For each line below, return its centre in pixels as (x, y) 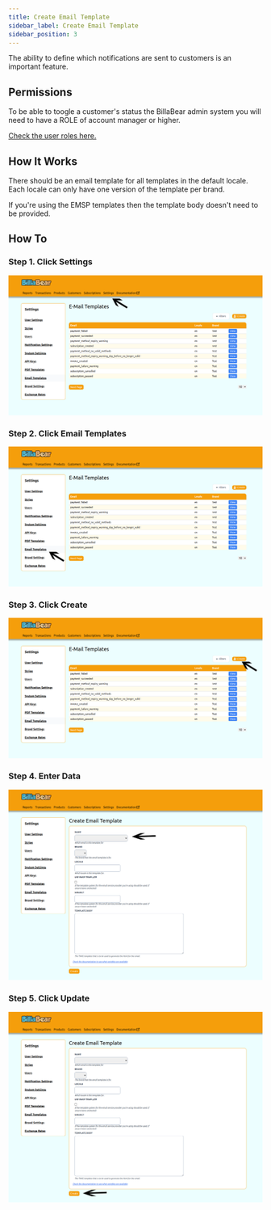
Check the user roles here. (52, 136)
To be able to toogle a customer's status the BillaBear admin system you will (135, 112)
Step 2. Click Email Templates (67, 433)
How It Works (43, 161)
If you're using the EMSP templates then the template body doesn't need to (133, 205)
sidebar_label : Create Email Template (73, 25)
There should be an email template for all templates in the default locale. (128, 181)
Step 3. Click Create (48, 605)
